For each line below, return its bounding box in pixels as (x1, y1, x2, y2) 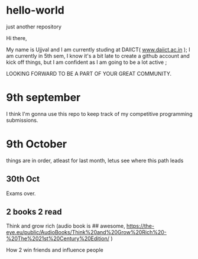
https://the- (126, 222, 155, 229)
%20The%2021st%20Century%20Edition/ (6, 235, 110, 242)
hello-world (6, 4, 65, 17)
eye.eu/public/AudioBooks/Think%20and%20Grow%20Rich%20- (6, 229, 167, 236)
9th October (6, 137, 67, 151)
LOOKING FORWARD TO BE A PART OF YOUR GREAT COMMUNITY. (6, 70, 172, 77)
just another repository (6, 23, 62, 30)
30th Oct (6, 174, 40, 184)
